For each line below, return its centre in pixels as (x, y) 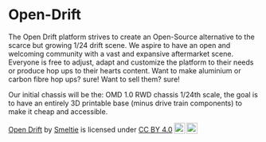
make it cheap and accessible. (58, 111)
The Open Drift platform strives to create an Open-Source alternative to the (131, 37)
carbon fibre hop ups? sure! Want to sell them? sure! (94, 79)
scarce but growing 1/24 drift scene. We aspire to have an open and (119, 45)
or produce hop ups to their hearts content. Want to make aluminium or (125, 70)
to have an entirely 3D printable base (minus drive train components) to (125, 103)
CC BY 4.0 (155, 129)
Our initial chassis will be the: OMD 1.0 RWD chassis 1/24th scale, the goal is (133, 94)
